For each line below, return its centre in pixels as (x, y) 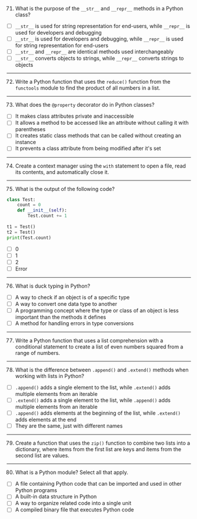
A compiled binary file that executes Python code (74, 510)
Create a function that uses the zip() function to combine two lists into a (103, 443)
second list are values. (42, 456)
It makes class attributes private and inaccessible (75, 116)
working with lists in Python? (49, 376)
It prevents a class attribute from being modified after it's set (88, 148)
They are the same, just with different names (69, 426)
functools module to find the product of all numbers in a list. (88, 88)
